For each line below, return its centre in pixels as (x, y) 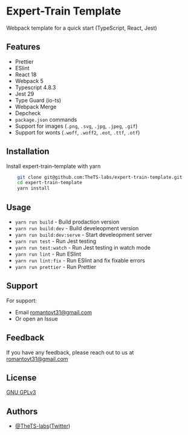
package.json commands (46, 119)
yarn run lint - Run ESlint (48, 254)
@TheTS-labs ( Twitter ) (43, 426)
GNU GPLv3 (21, 393)
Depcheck (28, 113)
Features (23, 47)
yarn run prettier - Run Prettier (56, 267)
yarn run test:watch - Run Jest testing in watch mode (83, 247)
